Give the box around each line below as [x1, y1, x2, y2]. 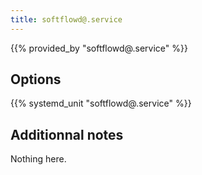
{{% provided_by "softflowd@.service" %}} [10, 42, 188, 54]
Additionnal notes [10, 126, 124, 143]
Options [10, 71, 62, 88]
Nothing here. [10, 153, 67, 165]
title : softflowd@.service [10, 14, 123, 25]
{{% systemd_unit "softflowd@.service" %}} [10, 97, 192, 110]
